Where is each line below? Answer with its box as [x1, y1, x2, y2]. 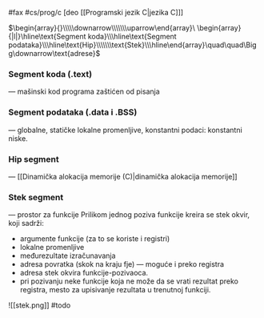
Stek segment [8, 191, 64, 203]
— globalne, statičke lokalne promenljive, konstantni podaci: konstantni [8, 125, 242, 135]
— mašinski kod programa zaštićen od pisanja [8, 87, 160, 96]
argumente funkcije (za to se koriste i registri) [19, 234, 170, 244]
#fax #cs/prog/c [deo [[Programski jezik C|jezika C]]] [8, 8, 184, 17]
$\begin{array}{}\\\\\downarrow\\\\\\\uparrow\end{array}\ [8, 23, 196, 32]
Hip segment [8, 153, 59, 164]
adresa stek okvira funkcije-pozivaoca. [19, 268, 149, 278]
